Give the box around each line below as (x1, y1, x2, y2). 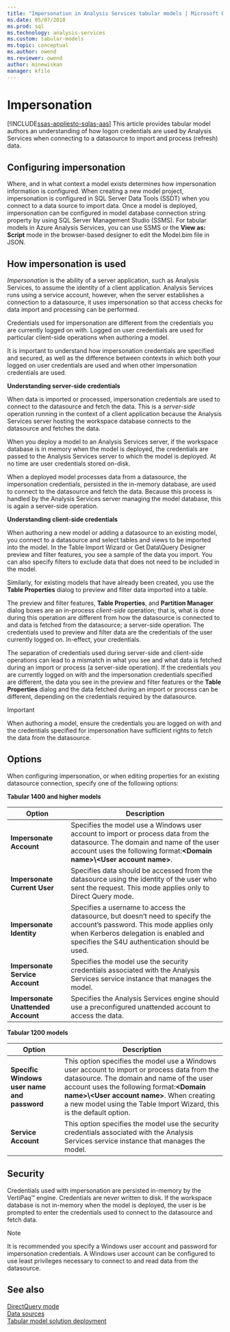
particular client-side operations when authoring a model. (7, 334, 170, 342)
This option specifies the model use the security (64, 1118, 219, 1128)
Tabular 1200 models (7, 1028, 68, 1037)
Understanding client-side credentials (7, 516, 118, 524)
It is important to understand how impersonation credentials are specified (7, 347, 214, 355)
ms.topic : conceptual (7, 42, 69, 49)
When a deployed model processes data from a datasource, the (7, 473, 187, 481)
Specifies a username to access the (71, 902, 186, 912)
